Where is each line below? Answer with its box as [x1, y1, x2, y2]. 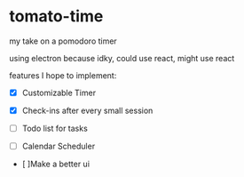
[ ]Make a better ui [21, 158, 91, 170]
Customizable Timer [21, 87, 96, 98]
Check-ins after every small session [21, 105, 153, 116]
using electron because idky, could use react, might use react [9, 52, 235, 63]
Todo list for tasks [21, 123, 89, 134]
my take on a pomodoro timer [9, 36, 117, 46]
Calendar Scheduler [21, 141, 96, 152]
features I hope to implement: [9, 69, 117, 81]
